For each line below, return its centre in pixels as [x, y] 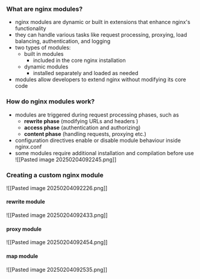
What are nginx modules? [45, 9]
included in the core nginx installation [79, 60]
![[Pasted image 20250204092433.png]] [57, 215]
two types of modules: [43, 48]
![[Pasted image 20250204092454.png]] [57, 242]
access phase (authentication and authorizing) [82, 127]
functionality [30, 28]
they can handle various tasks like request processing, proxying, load [101, 35]
